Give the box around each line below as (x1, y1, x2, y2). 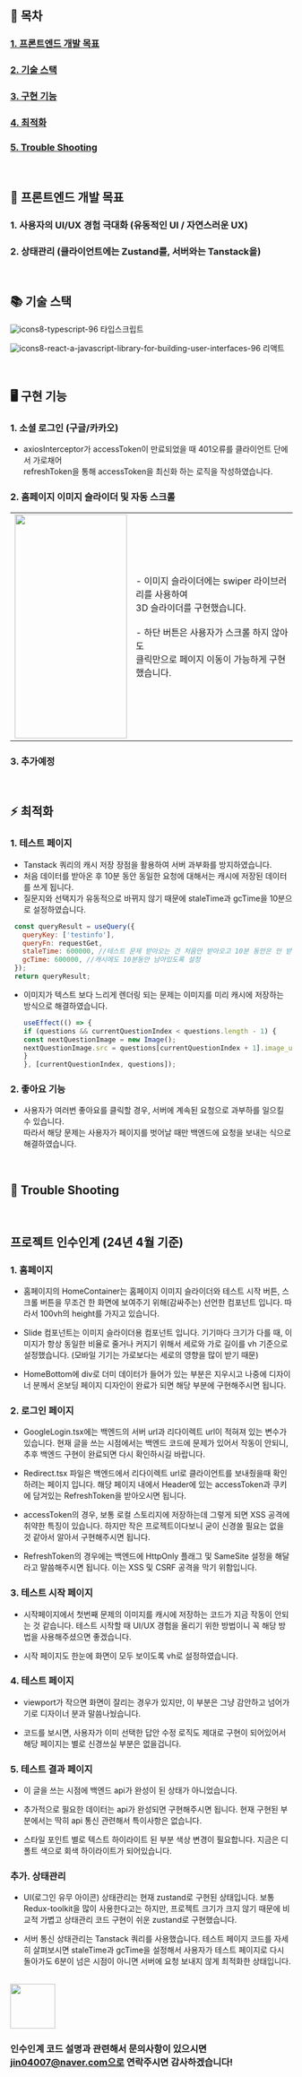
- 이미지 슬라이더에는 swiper (135, 575, 252, 587)
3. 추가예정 (10, 755, 56, 767)
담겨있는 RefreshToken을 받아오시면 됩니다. (32, 1491, 187, 1501)
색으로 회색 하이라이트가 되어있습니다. (39, 1846, 173, 1856)
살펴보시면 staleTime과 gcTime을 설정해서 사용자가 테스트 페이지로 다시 (32, 1944, 285, 1956)
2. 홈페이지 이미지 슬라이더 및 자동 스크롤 (10, 491, 176, 504)
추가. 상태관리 (10, 1870, 66, 1882)
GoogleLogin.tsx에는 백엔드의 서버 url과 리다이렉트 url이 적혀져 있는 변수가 (22, 1426, 288, 1437)
